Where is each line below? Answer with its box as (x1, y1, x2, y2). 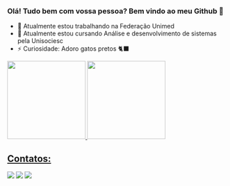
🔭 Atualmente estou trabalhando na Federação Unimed (17, 22, 175, 31)
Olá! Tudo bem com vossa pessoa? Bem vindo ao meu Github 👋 (7, 6, 224, 16)
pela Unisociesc (17, 37, 64, 45)
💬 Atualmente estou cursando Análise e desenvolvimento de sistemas (17, 29, 217, 37)
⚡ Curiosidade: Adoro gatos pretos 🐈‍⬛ (17, 44, 130, 53)
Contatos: (7, 153, 51, 164)
